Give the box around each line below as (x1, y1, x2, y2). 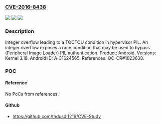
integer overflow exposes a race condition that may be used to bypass (5, 44, 150, 50)
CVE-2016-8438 (5, 3, 46, 10)
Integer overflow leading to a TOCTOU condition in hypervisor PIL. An (5, 39, 148, 45)
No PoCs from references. (5, 91, 59, 97)
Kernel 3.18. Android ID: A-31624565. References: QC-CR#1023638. (5, 55, 145, 61)
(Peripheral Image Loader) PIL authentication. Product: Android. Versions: (5, 50, 156, 56)
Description (5, 28, 34, 35)
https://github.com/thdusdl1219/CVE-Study (12, 113, 101, 119)
